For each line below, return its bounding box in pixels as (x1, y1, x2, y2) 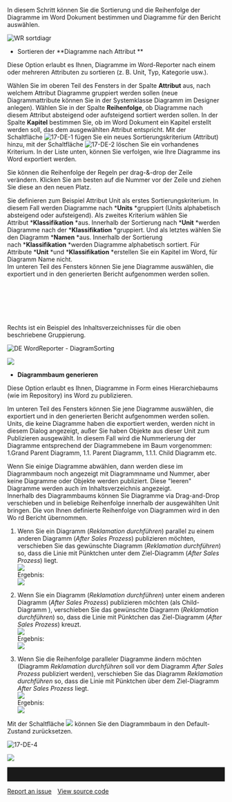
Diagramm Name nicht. (7, 255, 72, 263)
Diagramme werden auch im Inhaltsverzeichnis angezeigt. (7, 484, 172, 492)
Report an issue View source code (7, 787, 109, 795)
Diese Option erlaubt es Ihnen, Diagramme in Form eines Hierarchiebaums (7, 384, 219, 392)
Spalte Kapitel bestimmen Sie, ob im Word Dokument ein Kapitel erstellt (7, 118, 212, 127)
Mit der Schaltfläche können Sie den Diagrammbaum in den (7, 720, 185, 728)
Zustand (7, 727, 31, 735)
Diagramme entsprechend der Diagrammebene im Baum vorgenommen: (7, 442, 213, 449)
